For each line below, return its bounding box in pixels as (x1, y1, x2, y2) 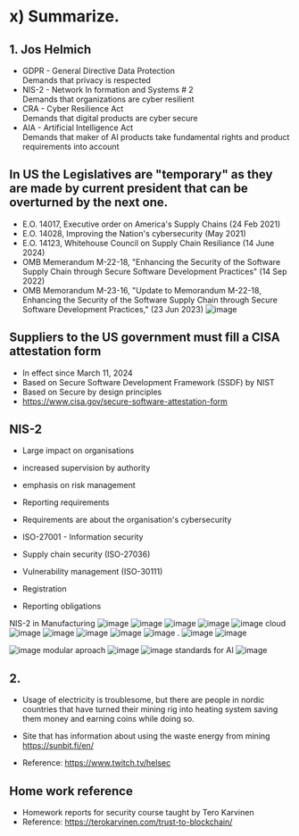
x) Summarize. (9, 6, 120, 27)
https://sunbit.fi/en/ (21, 741, 94, 751)
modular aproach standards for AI (43, 645, 234, 656)
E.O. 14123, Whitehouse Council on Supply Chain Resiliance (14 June (21, 237, 275, 248)
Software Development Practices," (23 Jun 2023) (21, 303, 203, 314)
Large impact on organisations (21, 445, 135, 456)
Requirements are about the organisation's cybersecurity (21, 515, 232, 526)
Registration (21, 584, 67, 594)
